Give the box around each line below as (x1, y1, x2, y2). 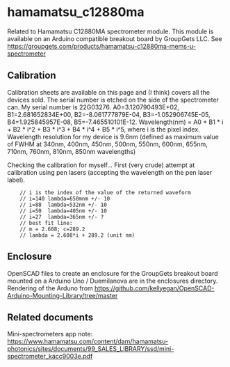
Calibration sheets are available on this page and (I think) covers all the (7, 88, 211, 96)
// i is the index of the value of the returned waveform (19, 189, 191, 196)
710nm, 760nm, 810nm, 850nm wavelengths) (7, 147, 136, 155)
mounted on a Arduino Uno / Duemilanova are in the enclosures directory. (7, 276, 218, 285)
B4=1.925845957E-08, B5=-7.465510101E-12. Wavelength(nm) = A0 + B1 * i (7, 118, 224, 126)
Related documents (7, 311, 94, 323)
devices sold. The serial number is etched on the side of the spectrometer (7, 95, 219, 104)
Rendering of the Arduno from (7, 283, 94, 292)
